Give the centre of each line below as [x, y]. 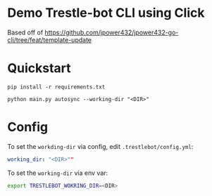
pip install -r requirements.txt [56, 87]
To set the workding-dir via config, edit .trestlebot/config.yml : [100, 146]
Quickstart [39, 68]
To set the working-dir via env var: [58, 173]
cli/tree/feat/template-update [49, 39]
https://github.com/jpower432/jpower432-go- [112, 32]
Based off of [25, 32]
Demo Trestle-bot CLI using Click [106, 13]
